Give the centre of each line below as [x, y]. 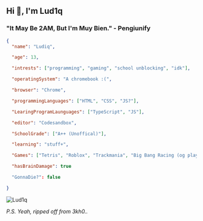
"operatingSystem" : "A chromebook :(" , [62, 79]
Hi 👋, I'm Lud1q [35, 11]
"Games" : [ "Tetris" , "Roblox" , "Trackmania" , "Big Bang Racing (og [98, 155]
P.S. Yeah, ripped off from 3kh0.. [47, 211]
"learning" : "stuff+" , [40, 145]
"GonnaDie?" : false [36, 178]
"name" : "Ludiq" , [34, 46]
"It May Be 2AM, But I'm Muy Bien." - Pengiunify [79, 28]
